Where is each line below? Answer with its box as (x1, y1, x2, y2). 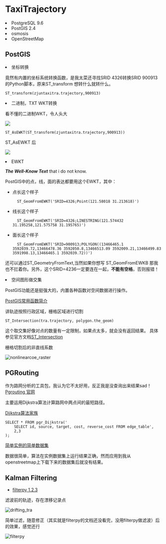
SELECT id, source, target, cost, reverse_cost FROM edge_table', (14, 424, 154, 429)
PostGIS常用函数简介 (5, 297, 48, 304)
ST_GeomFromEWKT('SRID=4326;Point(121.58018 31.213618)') (17, 199, 139, 204)
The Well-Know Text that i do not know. (5, 168, 87, 174)
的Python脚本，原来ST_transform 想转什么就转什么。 (5, 81, 113, 87)
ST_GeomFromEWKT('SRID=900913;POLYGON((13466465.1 (17, 242, 124, 247)
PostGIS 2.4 (11, 25, 36, 31)
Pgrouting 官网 (5, 389, 35, 395)
